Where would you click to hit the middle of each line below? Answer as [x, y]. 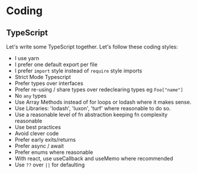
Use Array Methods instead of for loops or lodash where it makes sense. [103, 102]
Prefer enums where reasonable [54, 152]
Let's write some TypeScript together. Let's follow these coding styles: [92, 47]
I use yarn [27, 58]
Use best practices [38, 127]
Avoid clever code [37, 133]
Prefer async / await [39, 146]
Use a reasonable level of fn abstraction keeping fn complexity [91, 114]
